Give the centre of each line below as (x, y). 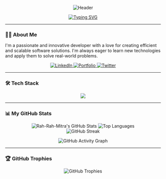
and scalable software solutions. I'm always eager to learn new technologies (83, 51)
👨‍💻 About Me (21, 35)
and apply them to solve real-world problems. (51, 56)
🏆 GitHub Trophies (29, 158)
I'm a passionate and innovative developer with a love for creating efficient (81, 45)
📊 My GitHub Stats (28, 113)
